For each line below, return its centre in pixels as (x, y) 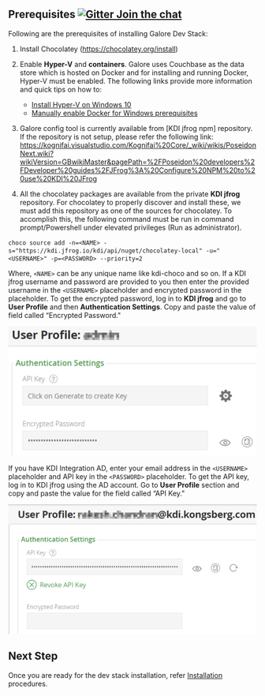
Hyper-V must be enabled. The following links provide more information (136, 80)
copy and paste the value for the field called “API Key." (97, 493)
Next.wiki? (36, 153)
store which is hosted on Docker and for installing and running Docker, (134, 73)
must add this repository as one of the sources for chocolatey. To (126, 211)
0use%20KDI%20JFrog (58, 178)
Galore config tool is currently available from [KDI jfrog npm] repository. (136, 128)
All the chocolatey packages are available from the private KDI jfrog (130, 193)
